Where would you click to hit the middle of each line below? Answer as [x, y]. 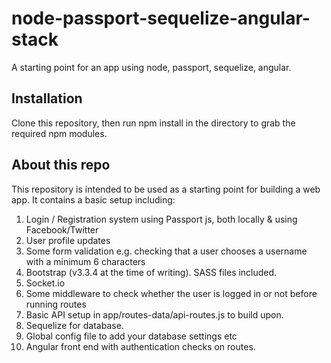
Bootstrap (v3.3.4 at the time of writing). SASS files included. [151, 272]
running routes [56, 304]
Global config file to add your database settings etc [131, 336]
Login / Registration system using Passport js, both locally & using [161, 219]
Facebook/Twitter [62, 229]
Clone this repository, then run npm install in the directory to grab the [153, 123]
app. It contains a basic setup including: [93, 199]
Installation [47, 98]
